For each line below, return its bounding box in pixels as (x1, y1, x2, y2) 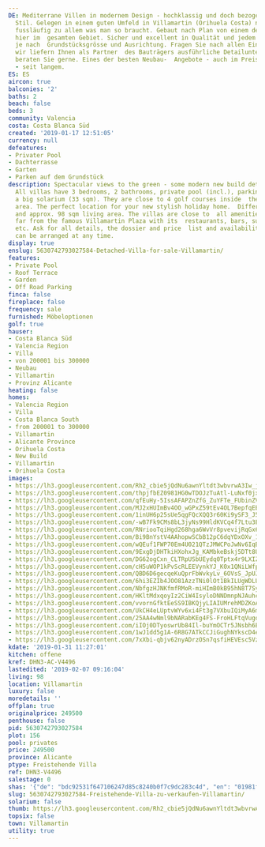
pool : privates (8, 739, 58, 747)
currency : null (8, 136, 58, 145)
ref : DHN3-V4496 (8, 768, 62, 776)
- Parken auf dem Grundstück (8, 173, 104, 182)
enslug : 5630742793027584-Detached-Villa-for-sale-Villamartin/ (8, 247, 224, 254)
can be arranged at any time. (15, 232, 114, 240)
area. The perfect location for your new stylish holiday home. (15, 202, 231, 210)
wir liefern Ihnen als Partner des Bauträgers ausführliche (15, 48, 221, 56)
